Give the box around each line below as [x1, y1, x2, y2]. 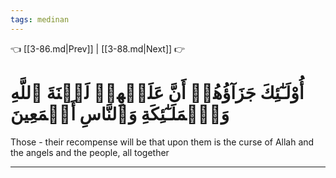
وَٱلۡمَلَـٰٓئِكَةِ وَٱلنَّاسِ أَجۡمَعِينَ [10, 102, 230, 125]
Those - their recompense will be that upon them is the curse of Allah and [10, 136, 315, 148]
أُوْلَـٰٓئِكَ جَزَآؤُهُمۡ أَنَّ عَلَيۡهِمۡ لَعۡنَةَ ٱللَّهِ [10, 81, 305, 104]
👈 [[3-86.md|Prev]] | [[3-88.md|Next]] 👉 [10, 42, 186, 55]
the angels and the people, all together [10, 146, 170, 158]
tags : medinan [10, 14, 70, 25]
